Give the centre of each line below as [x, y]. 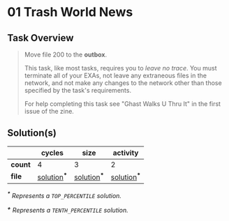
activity [126, 153]
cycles [52, 153]
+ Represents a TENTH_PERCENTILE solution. [68, 210]
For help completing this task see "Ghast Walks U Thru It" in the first [123, 104]
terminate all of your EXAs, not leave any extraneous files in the [116, 75]
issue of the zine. [49, 111]
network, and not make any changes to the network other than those [123, 83]
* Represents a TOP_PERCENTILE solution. [65, 195]
